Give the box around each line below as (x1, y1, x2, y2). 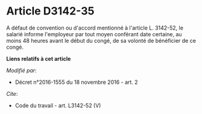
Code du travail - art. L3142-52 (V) (14, 101, 101, 109)
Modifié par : (6, 66, 37, 74)
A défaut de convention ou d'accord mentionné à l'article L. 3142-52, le (6, 24, 184, 31)
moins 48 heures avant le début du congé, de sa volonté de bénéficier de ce (6, 37, 196, 44)
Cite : (6, 90, 18, 97)
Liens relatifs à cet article (6, 55, 71, 62)
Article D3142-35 (6, 4, 95, 18)
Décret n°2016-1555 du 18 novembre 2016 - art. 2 (14, 78, 138, 86)
